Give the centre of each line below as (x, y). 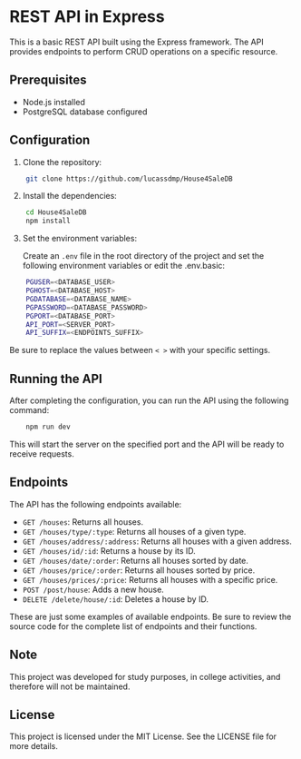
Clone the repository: (62, 162)
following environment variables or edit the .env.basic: (123, 266)
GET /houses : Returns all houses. (83, 522)
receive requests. (42, 454)
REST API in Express (87, 17)
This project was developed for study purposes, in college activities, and (145, 676)
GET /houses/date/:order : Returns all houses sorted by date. (136, 560)
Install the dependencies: (70, 196)
